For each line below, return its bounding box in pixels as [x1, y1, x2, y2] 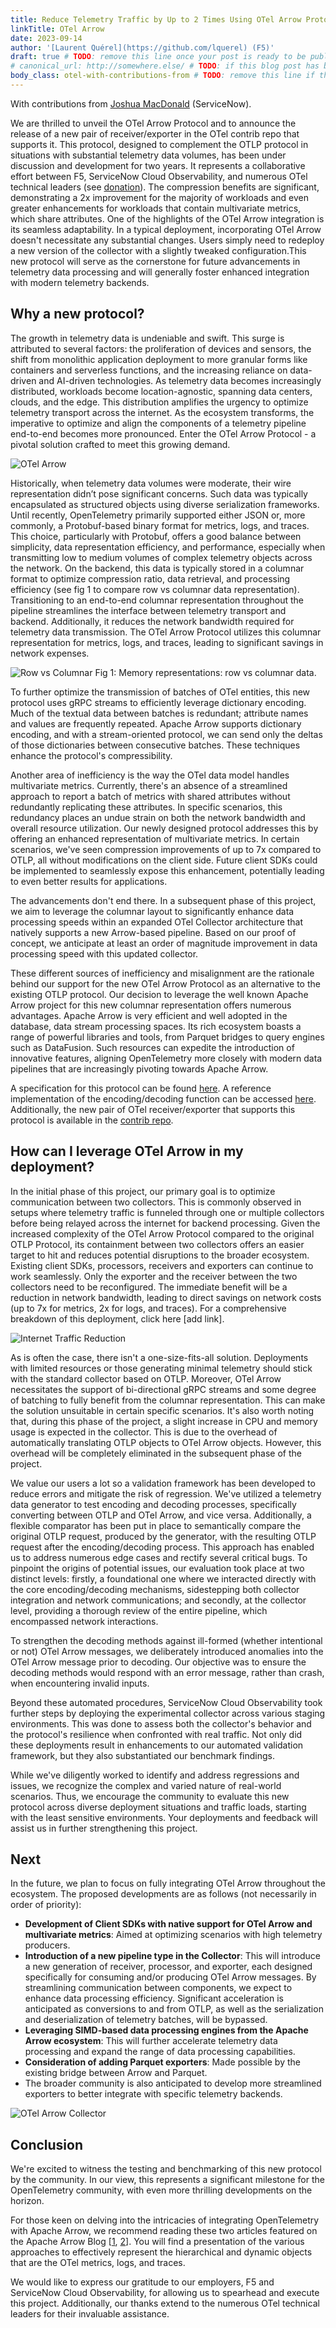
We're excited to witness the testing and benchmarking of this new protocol [10, 2163, 322, 2175]
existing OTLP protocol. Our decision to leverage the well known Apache [10, 988, 309, 1000]
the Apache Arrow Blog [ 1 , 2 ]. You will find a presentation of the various [10, 2236, 305, 2248]
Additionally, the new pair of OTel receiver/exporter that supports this [10, 1103, 296, 1115]
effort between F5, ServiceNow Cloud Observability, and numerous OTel [10, 170, 308, 182]
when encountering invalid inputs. [10, 1677, 150, 1689]
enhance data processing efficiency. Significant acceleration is [24, 1992, 284, 2005]
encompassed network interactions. [10, 1615, 159, 1627]
